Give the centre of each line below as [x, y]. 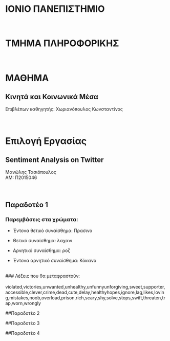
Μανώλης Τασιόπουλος [31, 172]
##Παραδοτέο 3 [23, 323]
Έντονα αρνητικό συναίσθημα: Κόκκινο [54, 261]
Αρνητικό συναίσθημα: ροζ [41, 250]
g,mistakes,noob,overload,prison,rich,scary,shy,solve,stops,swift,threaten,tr [85, 298]
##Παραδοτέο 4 [23, 333]
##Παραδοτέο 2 [23, 313]
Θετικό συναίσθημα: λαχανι [42, 241]
